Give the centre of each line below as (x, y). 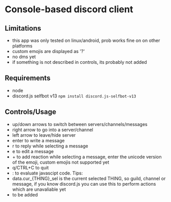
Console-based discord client (69, 9)
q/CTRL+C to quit (30, 167)
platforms (22, 46)
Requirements (28, 78)
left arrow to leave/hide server (44, 135)
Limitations (23, 28)
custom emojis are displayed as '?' (48, 51)
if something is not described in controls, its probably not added (80, 62)
